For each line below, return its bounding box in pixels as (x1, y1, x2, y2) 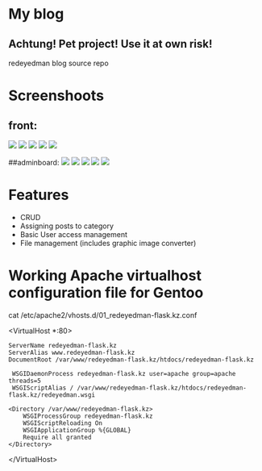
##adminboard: (8, 158, 60, 167)
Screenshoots (8, 86, 105, 105)
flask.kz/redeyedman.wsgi (8, 390, 95, 399)
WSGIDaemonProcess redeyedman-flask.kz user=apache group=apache (11, 369, 236, 377)
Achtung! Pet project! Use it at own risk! (8, 37, 213, 51)
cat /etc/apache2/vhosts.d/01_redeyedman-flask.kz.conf (8, 310, 198, 319)
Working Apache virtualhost (8, 267, 202, 285)
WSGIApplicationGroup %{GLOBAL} (23, 426, 131, 434)
